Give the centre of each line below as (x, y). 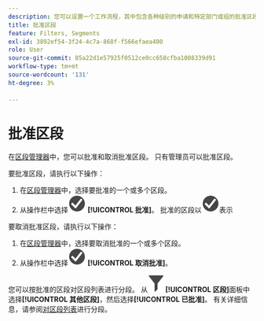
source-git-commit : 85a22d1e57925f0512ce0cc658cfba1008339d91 (112, 58)
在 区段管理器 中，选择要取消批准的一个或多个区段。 (102, 243)
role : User (26, 50)
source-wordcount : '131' (49, 75)
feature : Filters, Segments (54, 33)
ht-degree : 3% (31, 83)
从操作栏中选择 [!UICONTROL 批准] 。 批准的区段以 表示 (126, 210)
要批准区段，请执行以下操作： (56, 174)
